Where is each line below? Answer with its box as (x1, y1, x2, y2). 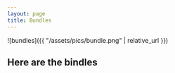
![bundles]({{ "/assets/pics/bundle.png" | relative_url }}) (7, 36, 169, 44)
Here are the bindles (7, 56, 98, 68)
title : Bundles (7, 17, 52, 24)
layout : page (7, 10, 46, 18)
